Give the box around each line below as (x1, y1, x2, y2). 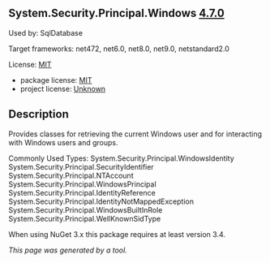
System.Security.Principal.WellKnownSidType (8, 213, 161, 223)
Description (8, 107, 69, 121)
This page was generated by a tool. (8, 245, 127, 255)
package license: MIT (19, 75, 92, 84)
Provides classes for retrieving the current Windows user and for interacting (8, 129, 262, 139)
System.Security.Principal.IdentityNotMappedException (8, 196, 195, 206)
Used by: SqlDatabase (8, 28, 84, 37)
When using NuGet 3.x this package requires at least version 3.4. (8, 229, 225, 239)
